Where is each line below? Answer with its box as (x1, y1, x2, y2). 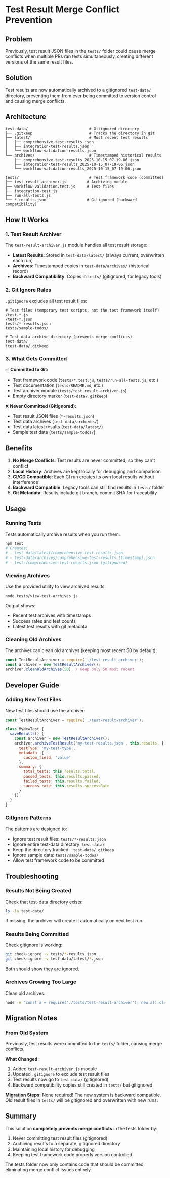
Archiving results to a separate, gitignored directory (12, 1140, 120, 1146)
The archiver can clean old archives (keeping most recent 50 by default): (5, 647, 157, 654)
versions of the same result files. (5, 59, 73, 65)
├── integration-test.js (5, 188, 58, 194)
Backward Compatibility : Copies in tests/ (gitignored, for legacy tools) (12, 273, 162, 280)
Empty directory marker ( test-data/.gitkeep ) (12, 393, 108, 399)
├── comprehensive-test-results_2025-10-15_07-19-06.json (14, 157, 139, 162)
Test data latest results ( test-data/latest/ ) (12, 423, 103, 430)
